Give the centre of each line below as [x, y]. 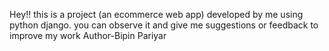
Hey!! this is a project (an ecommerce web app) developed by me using [156, 14]
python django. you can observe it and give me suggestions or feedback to [164, 25]
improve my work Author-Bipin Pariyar [88, 35]
